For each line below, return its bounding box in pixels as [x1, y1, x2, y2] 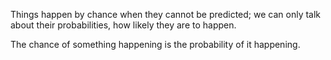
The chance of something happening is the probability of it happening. [10, 39, 301, 50]
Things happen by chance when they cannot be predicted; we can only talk [10, 9, 322, 20]
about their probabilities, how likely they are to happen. [10, 19, 237, 31]
